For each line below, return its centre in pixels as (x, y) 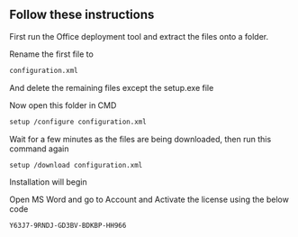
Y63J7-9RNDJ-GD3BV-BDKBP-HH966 (68, 226)
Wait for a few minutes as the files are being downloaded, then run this (140, 139)
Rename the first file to (52, 54)
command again (39, 149)
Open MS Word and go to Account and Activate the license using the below (149, 200)
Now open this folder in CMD (63, 105)
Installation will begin (48, 182)
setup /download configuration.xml (76, 165)
